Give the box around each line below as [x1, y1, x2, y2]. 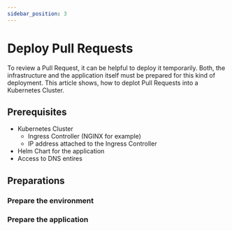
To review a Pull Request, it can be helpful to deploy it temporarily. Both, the [7, 64, 226, 72]
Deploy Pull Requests [7, 40, 133, 56]
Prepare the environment [7, 195, 94, 205]
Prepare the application [7, 214, 89, 224]
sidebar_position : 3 [7, 10, 68, 17]
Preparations [7, 174, 65, 186]
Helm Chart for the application [17, 147, 105, 155]
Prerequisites [7, 106, 67, 118]
